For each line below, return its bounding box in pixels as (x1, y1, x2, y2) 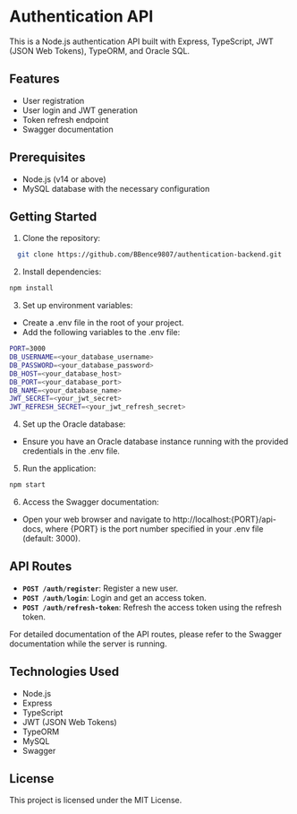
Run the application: (21, 463, 97, 474)
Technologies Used (9, 664, 119, 680)
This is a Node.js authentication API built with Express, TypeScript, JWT (9, 36, 275, 47)
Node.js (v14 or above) (21, 173, 106, 185)
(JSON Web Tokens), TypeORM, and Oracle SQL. (9, 45, 191, 56)
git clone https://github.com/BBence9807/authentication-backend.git (17, 250, 282, 259)
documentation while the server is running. (9, 638, 167, 649)
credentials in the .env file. (21, 446, 121, 456)
